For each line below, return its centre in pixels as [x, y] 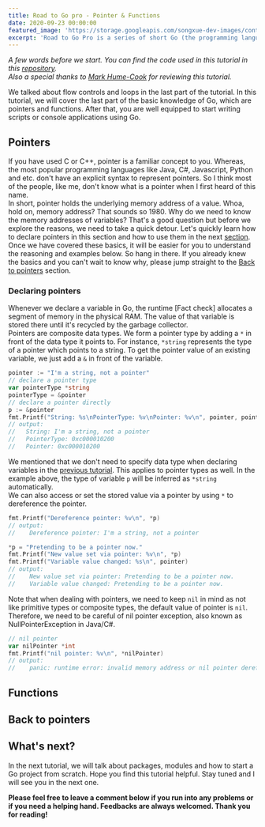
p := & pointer [32, 410]
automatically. [31, 486]
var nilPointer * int [42, 646]
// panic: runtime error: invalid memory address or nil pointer [123, 668]
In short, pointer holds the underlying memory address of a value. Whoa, [126, 203]
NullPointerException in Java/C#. [62, 624]
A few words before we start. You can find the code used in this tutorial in [128, 60]
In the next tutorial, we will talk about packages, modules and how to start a [131, 765]
